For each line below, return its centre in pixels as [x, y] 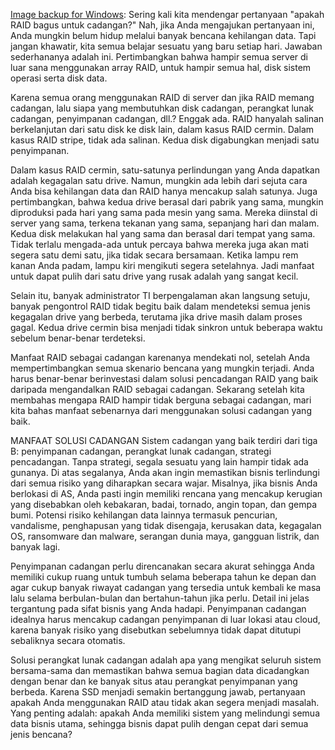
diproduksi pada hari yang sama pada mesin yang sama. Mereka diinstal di [164, 212]
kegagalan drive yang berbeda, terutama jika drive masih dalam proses [156, 317]
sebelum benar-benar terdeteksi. [78, 338]
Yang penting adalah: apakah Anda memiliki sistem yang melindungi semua [165, 713]
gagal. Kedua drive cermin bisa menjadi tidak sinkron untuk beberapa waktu [166, 327]
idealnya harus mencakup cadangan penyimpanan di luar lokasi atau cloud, [165, 619]
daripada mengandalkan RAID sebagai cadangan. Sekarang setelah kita [157, 389]
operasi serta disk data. [59, 78]
